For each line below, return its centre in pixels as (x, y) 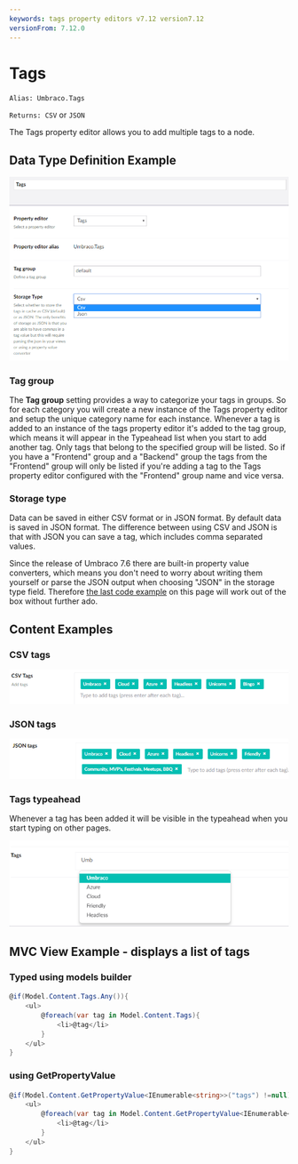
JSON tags (33, 724)
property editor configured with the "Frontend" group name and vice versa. (147, 475)
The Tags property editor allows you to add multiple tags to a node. (132, 132)
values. (22, 546)
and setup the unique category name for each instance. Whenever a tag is (145, 419)
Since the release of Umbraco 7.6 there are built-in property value (129, 564)
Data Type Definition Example (93, 160)
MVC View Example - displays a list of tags (129, 951)
